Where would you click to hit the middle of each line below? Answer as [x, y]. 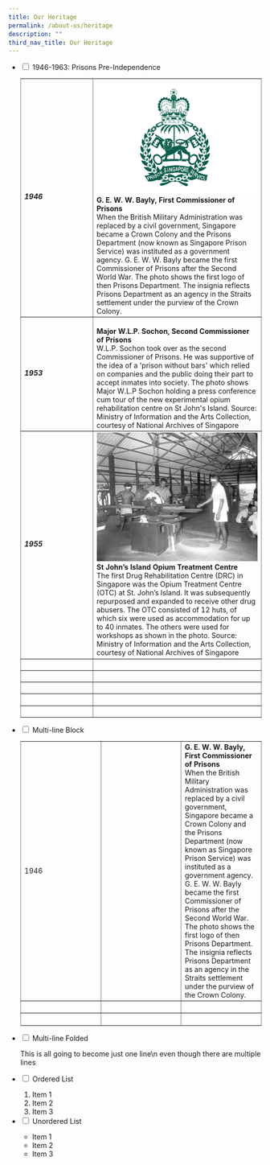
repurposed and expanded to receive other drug [176, 601]
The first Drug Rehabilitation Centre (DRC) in [170, 576]
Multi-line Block [58, 730]
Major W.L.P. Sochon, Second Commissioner [173, 331]
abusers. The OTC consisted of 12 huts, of [166, 610]
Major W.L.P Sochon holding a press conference [176, 391]
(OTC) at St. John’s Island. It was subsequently [173, 593]
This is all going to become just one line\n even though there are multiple [140, 1053]
